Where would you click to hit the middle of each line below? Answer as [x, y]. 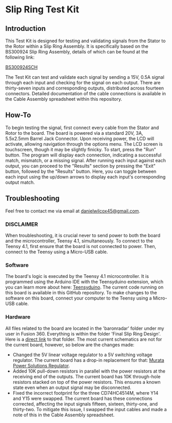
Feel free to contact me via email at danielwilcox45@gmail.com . [73, 211]
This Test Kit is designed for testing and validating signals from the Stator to [85, 41]
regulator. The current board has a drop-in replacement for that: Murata [88, 360]
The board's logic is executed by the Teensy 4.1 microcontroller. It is [77, 276]
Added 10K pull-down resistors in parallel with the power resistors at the [89, 371]
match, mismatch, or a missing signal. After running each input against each [85, 160]
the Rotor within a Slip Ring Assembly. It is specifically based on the [77, 46]
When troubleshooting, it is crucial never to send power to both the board [83, 235]
